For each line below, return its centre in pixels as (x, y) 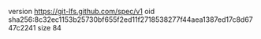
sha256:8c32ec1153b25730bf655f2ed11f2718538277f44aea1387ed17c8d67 (131, 19)
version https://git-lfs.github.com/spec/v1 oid (82, 11)
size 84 (49, 28)
